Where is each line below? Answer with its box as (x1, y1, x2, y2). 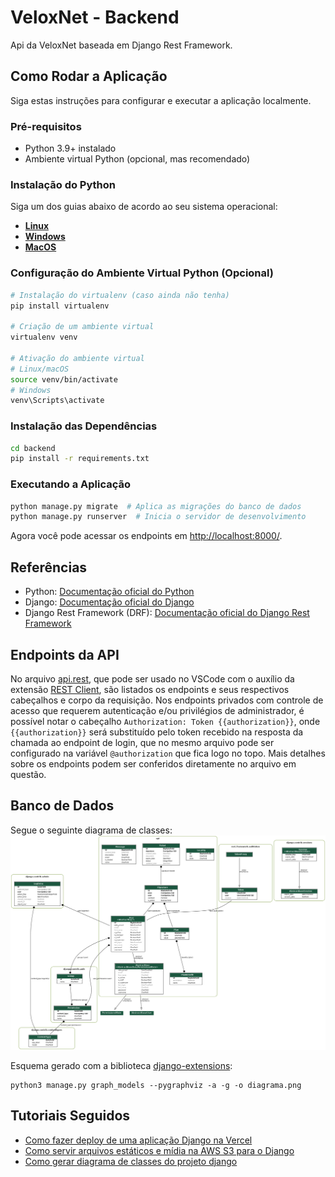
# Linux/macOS (10, 364, 70, 374)
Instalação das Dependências (10, 419, 158, 433)
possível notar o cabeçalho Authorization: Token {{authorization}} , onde (10, 715, 321, 727)
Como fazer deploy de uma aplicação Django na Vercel (24, 1134, 253, 1146)
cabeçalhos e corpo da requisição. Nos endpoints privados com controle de (10, 694, 324, 706)
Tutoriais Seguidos (10, 1107, 131, 1125)
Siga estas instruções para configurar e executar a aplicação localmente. (10, 94, 312, 106)
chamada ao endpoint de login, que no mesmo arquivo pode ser (10, 736, 275, 748)
